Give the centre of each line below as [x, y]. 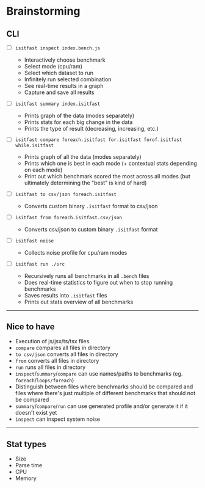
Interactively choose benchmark [65, 60]
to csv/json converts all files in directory [67, 354]
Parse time [29, 465]
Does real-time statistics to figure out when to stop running [98, 282]
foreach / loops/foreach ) [45, 381]
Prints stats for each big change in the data [78, 122]
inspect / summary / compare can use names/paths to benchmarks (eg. [99, 374]
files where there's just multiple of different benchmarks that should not [105, 393]
